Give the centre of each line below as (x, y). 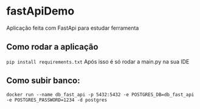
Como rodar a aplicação (52, 47)
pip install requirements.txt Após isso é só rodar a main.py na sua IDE (98, 61)
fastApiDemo (40, 11)
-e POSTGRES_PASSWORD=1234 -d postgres (57, 100)
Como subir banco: (43, 81)
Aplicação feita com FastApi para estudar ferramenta (73, 28)
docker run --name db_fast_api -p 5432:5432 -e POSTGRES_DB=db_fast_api (100, 94)
